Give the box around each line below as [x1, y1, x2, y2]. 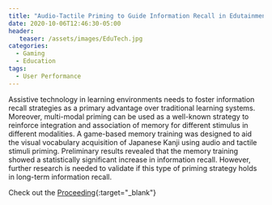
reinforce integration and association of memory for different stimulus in [8, 120, 249, 130]
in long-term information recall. [8, 172, 113, 182]
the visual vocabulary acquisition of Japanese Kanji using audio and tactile [8, 137, 257, 147]
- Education [15, 58, 57, 66]
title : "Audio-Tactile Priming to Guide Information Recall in [8, 11, 227, 20]
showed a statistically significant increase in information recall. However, [8, 155, 251, 164]
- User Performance [15, 72, 82, 80]
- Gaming [15, 49, 45, 58]
